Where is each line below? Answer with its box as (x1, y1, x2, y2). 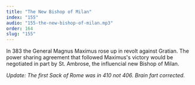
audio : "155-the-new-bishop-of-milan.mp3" (6, 20, 113, 26)
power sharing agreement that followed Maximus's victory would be (6, 54, 174, 61)
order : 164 (6, 25, 33, 32)
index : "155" (6, 14, 39, 20)
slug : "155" (6, 31, 36, 37)
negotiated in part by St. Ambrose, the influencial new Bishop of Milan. (6, 60, 179, 68)
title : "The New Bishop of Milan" (6, 8, 92, 15)
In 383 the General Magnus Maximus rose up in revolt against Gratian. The (6, 47, 190, 54)
